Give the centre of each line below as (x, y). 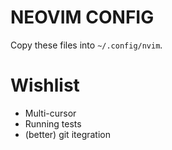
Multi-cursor (50, 113)
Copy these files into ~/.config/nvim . (86, 45)
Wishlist (45, 85)
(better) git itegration (67, 134)
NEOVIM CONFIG (82, 17)
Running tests (53, 123)
